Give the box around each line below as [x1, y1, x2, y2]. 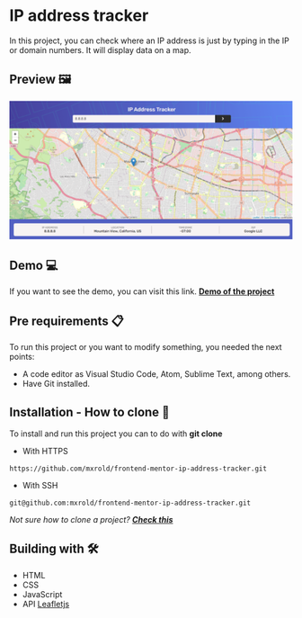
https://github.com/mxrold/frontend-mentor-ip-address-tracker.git [9, 464, 268, 473]
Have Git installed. [22, 379, 91, 390]
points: [9, 352, 35, 363]
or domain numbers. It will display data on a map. [9, 44, 191, 55]
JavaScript [22, 588, 63, 599]
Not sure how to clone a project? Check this [9, 515, 173, 525]
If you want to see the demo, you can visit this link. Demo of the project [9, 286, 275, 297]
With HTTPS [22, 446, 69, 457]
